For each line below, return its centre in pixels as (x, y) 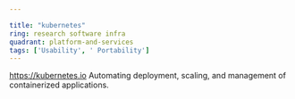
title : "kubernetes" (48, 25)
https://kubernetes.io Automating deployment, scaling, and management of (147, 76)
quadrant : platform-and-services (72, 42)
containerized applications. (59, 85)
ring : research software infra (67, 33)
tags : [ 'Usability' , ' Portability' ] (80, 50)
